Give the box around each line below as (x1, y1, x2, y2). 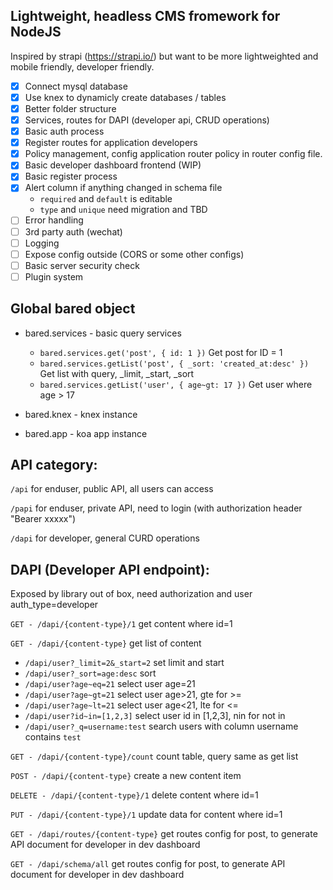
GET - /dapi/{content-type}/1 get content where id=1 (10, 618, 233, 630)
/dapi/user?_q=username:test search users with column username (24, 720, 299, 733)
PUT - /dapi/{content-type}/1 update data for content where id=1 (10, 809, 283, 821)
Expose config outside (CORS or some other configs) (24, 248, 245, 260)
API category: (10, 457, 98, 474)
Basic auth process (24, 125, 105, 138)
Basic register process (24, 170, 118, 183)
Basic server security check (24, 259, 140, 271)
